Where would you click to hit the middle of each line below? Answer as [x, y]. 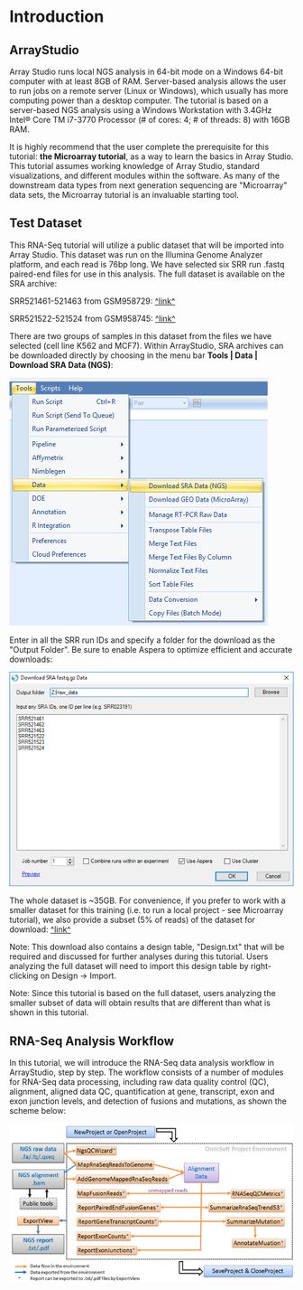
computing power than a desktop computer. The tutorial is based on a [139, 100]
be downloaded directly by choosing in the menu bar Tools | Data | [134, 355]
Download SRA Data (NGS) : [61, 364]
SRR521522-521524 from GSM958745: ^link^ [92, 318]
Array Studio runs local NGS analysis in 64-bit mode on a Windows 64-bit [147, 71]
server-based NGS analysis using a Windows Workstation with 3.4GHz [141, 110]
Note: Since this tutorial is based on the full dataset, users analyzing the [143, 993]
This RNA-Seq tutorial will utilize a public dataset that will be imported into [147, 245]
